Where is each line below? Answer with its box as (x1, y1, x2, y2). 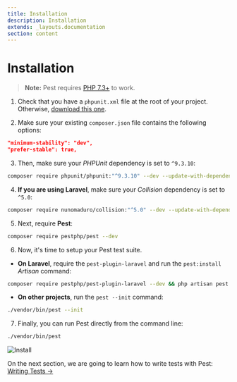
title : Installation (7, 10, 68, 18)
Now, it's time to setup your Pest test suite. (17, 245, 142, 254)
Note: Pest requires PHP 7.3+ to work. (24, 84, 135, 92)
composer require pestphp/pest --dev (7, 233, 119, 240)
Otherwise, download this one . (17, 105, 107, 113)
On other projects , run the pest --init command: (17, 293, 164, 302)
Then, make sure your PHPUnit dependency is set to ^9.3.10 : (17, 159, 196, 167)
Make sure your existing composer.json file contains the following (17, 118, 207, 127)
